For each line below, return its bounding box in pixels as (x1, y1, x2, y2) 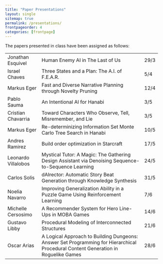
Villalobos (7, 160, 30, 167)
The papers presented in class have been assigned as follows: (5, 43, 130, 48)
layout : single (5, 12, 36, 16)
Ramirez (7, 143, 26, 150)
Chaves (7, 74, 25, 80)
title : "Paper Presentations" (5, 7, 66, 12)
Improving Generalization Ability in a (41, 185, 124, 192)
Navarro (7, 194, 26, 201)
